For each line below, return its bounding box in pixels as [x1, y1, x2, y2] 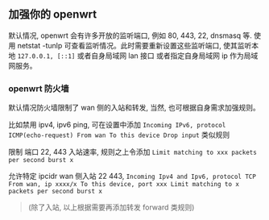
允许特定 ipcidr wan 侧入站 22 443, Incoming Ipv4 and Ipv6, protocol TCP [8, 172, 256, 181]
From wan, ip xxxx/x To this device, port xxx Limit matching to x [8, 181, 240, 189]
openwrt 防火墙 [8, 83, 70, 94]
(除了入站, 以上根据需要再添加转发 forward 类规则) [27, 202, 195, 212]
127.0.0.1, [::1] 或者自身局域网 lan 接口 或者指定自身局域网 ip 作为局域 [17, 51, 259, 60]
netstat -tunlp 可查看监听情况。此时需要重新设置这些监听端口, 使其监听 [17, 40, 252, 50]
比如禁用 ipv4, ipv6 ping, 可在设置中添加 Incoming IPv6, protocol [8, 120, 226, 130]
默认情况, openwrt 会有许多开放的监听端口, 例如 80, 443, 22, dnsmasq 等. [8, 31, 252, 40]
